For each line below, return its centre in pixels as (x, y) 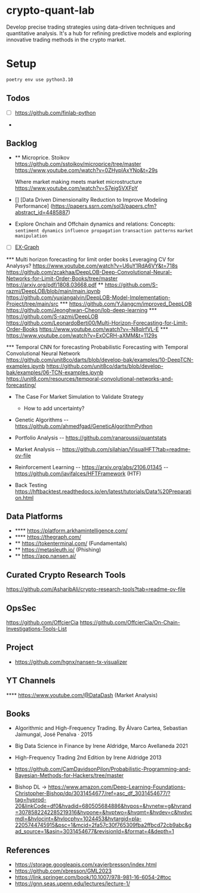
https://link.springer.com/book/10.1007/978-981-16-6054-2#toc (93, 877)
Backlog (22, 144)
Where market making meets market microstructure (78, 182)
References (28, 850)
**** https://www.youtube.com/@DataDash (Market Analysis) (82, 695)
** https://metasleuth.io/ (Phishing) (58, 550)
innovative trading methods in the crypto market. (66, 39)
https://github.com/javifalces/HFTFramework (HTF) (78, 473)
